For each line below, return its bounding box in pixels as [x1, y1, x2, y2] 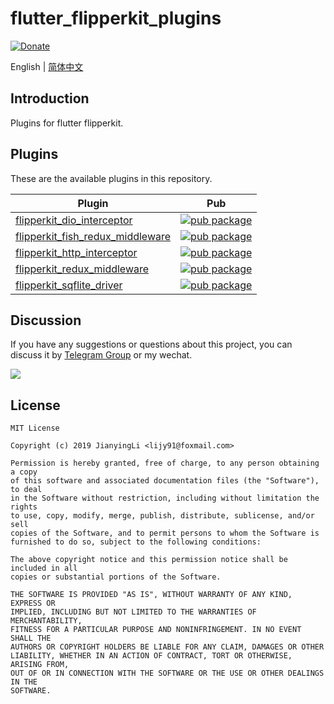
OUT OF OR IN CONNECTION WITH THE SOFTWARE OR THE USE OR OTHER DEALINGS [10, 668, 325, 679]
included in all [10, 563, 78, 574]
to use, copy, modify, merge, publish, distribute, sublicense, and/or [10, 511, 315, 521]
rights [10, 502, 38, 512]
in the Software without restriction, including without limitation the [10, 493, 320, 504]
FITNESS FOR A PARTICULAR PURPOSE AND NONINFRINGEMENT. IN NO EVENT [10, 625, 302, 635]
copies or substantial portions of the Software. [10, 572, 222, 582]
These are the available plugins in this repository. [10, 172, 213, 184]
